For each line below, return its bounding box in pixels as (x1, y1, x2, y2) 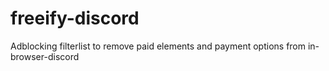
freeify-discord (10, 7, 140, 30)
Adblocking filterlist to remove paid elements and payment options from (10, 40, 307, 52)
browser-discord (10, 50, 80, 62)
